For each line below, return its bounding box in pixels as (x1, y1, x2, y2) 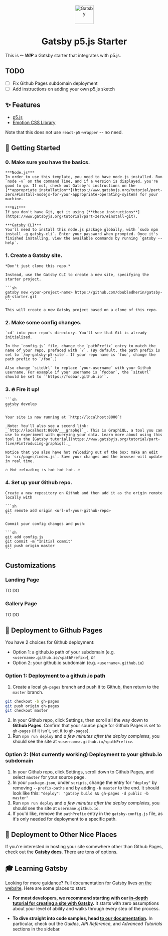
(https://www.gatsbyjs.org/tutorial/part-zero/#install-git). (5, 214, 138, 219)
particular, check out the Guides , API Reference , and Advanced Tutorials (12, 921, 162, 927)
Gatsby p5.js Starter (41, 36, 127, 47)
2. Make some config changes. (5, 319, 82, 326)
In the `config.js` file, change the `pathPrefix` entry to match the (5, 343, 156, 348)
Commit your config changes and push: (5, 521, 86, 526)
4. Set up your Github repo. (5, 479, 73, 486)
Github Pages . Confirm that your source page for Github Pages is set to (12, 723, 161, 729)
